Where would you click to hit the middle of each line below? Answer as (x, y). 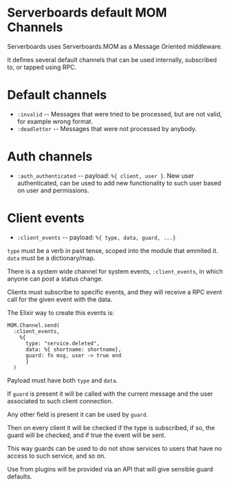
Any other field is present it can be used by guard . (77, 414)
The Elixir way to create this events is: (61, 312)
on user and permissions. (53, 190)
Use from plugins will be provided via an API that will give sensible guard (110, 469)
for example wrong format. (55, 121)
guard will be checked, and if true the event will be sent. (87, 435)
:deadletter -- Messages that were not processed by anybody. (107, 128)
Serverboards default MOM (87, 13)
